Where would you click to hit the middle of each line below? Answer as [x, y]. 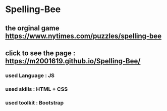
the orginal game [32, 28]
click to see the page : [40, 53]
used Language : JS [30, 76]
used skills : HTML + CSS [37, 89]
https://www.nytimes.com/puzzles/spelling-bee [83, 36]
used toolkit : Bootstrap [35, 102]
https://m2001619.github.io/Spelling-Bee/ [73, 61]
